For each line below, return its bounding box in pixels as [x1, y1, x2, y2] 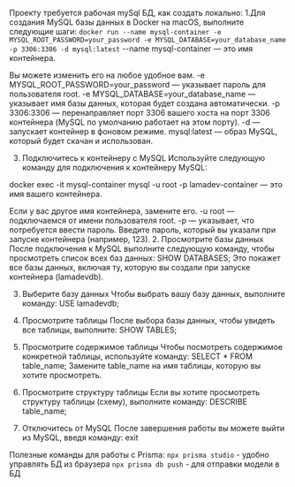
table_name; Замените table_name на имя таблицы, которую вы [21, 361, 261, 370]
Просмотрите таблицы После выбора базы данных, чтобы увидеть [21, 316, 276, 325]
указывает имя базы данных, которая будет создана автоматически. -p [9, 98, 281, 109]
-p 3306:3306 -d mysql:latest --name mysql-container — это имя [9, 43, 253, 54]
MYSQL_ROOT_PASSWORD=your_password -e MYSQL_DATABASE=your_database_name [9, 35, 287, 44]
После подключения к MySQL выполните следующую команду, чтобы [9, 243, 276, 254]
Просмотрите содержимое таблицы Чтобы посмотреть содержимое [21, 342, 284, 352]
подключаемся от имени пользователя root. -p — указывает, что [9, 216, 254, 225]
